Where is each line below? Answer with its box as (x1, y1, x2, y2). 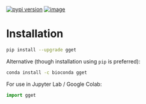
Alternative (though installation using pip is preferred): (6, 57, 141, 65)
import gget (6, 92, 36, 98)
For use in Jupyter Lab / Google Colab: (6, 80, 102, 88)
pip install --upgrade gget (6, 47, 77, 53)
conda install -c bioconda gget (6, 70, 87, 76)
